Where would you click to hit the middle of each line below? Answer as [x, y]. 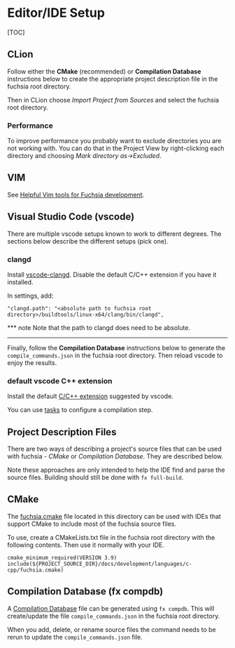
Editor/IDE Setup [56, 13]
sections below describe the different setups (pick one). [88, 241]
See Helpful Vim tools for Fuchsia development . [76, 194]
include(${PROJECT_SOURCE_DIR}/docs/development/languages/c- [100, 564]
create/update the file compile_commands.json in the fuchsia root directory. [114, 616]
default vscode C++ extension [60, 381]
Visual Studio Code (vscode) [71, 217]
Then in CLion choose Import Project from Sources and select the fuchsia [113, 100]
